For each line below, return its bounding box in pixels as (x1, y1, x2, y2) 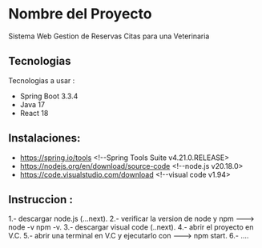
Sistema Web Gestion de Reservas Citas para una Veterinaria (8, 31, 210, 41)
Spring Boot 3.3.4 (19, 91, 79, 101)
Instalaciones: (8, 131, 81, 145)
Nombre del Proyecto (8, 5, 152, 23)
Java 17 (19, 99, 46, 109)
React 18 (19, 108, 49, 118)
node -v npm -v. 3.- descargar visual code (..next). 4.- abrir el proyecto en (8, 222, 254, 232)
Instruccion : (8, 193, 74, 206)
